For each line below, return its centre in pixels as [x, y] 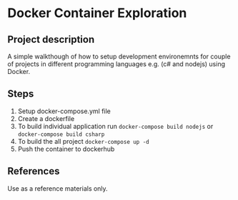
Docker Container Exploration [97, 13]
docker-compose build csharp [61, 134]
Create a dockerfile [46, 118]
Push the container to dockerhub [66, 149]
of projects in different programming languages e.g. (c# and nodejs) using [116, 64]
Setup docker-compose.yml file [64, 111]
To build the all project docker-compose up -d [84, 141]
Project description [51, 40]
